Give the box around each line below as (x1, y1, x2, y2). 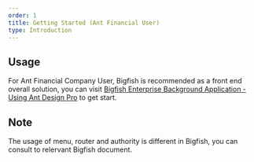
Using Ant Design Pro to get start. (8, 93, 117, 102)
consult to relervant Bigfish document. (8, 145, 132, 154)
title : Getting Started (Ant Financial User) (8, 19, 160, 27)
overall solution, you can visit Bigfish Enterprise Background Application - (8, 84, 246, 94)
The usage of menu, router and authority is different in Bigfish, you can (8, 137, 238, 145)
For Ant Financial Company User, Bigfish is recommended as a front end (8, 76, 242, 86)
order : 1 (8, 11, 37, 20)
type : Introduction (8, 26, 72, 34)
